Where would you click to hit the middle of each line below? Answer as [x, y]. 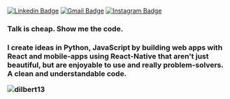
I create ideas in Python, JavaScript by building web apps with [115, 47]
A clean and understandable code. [67, 73]
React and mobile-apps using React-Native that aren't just [108, 56]
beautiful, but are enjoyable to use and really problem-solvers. [115, 65]
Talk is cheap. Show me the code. [65, 29]
